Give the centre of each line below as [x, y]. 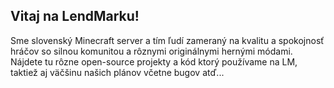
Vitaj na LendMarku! [75, 16]
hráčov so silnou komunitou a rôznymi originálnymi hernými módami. [151, 51]
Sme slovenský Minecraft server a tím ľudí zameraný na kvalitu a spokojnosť [167, 40]
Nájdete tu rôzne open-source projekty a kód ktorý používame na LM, [154, 61]
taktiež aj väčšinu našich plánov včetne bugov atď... [117, 72]
